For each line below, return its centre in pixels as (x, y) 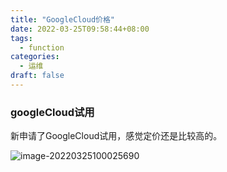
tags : (21, 38)
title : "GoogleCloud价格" (62, 19)
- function (42, 47)
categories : (35, 57)
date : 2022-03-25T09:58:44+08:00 (80, 29)
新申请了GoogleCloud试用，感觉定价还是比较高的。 (116, 136)
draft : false (37, 76)
